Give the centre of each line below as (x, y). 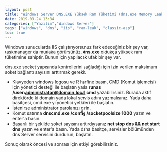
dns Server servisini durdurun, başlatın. (53, 134)
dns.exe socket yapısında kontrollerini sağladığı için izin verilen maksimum (81, 67)
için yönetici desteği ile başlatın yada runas (57, 87)
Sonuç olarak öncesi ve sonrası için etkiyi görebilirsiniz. (62, 144)
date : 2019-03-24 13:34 (30, 19)
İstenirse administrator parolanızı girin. (51, 108)
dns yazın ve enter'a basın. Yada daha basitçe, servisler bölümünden (83, 129)
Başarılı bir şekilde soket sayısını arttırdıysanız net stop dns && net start (86, 124)
